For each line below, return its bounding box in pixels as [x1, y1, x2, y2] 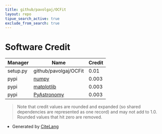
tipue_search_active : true [5, 16, 60, 21]
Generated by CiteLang [12, 124, 59, 130]
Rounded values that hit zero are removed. [17, 114, 103, 120]
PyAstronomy [33, 91, 64, 98]
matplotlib [33, 83, 56, 90]
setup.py [7, 68, 28, 75]
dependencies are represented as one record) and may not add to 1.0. [17, 109, 157, 115]
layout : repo [5, 12, 32, 17]
